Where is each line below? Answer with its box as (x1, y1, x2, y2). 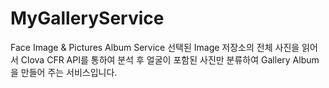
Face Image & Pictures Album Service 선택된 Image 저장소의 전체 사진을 (10, 41, 300, 53)
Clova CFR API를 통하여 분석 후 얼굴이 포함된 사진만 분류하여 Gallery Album (20, 53, 320, 66)
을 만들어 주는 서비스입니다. (10, 66, 118, 78)
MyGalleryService (10, 7, 165, 30)
